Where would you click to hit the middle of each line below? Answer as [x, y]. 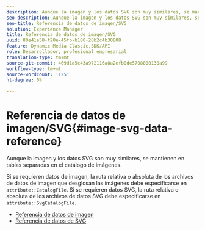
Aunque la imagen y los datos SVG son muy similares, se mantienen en [95, 159]
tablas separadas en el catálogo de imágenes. [64, 165]
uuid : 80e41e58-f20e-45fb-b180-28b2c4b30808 [64, 40]
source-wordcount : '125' [38, 74]
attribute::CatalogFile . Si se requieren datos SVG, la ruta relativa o [92, 190]
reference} [34, 142]
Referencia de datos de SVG [51, 221]
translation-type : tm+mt [38, 57]
